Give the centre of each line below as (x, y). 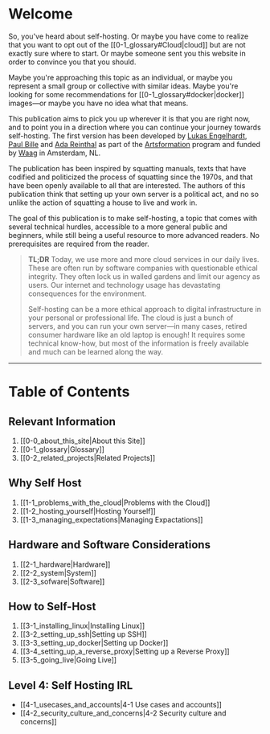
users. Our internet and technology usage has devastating (124, 285)
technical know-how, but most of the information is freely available (138, 343)
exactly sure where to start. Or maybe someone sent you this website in (127, 53)
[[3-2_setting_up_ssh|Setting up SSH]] (83, 634)
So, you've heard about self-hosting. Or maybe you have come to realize (129, 36)
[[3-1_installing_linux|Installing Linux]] (82, 626)
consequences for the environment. (87, 293)
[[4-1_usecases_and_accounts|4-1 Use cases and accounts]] (121, 705)
